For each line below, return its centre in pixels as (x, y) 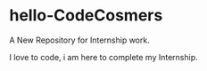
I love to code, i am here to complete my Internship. (103, 57)
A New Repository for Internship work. (79, 40)
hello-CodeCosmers (86, 16)
